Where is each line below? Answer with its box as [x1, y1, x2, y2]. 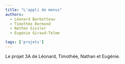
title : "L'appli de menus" [5, 7, 62, 12]
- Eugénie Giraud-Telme [10, 30, 60, 35]
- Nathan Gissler [10, 26, 47, 31]
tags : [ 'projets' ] [5, 39, 44, 45]
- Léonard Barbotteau [10, 16, 56, 21]
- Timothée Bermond [10, 21, 51, 26]
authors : [5, 12, 24, 17]
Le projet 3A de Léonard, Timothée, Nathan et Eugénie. [5, 53, 120, 59]
